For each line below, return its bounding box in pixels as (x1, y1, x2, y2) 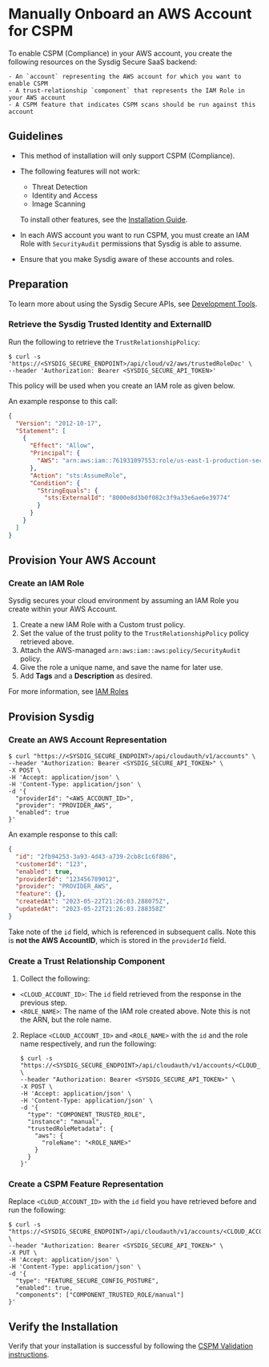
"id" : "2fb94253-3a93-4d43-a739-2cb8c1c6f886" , (15, 852, 178, 860)
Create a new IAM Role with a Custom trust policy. (19, 620, 186, 630)
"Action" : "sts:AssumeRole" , (29, 471, 127, 479)
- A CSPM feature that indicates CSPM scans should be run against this (8, 100, 256, 108)
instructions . (8, 1350, 50, 1360)
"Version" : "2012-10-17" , (15, 419, 102, 427)
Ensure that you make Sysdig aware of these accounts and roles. (19, 254, 235, 263)
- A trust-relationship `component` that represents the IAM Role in (8, 86, 246, 95)
